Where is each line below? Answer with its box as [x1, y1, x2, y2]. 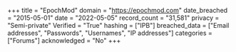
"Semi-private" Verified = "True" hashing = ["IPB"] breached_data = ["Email [7, 21, 230, 29]
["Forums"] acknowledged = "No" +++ [7, 36, 121, 45]
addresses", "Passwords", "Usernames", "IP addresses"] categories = [7, 28, 212, 37]
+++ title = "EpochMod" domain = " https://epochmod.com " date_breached [7, 6, 228, 14]
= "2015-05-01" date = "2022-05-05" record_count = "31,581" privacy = [7, 14, 220, 22]
